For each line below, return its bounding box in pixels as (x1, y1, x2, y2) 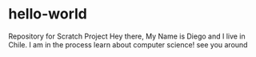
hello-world (8, 5, 88, 23)
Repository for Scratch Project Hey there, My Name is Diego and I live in (8, 31, 246, 41)
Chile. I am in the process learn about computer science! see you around (8, 39, 248, 49)
